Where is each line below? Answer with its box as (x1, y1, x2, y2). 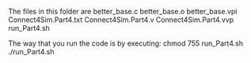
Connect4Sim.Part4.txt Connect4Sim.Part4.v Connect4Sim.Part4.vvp (8, 15, 234, 24)
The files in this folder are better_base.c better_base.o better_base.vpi (8, 7, 238, 16)
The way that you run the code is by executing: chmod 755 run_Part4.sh (8, 39, 244, 48)
